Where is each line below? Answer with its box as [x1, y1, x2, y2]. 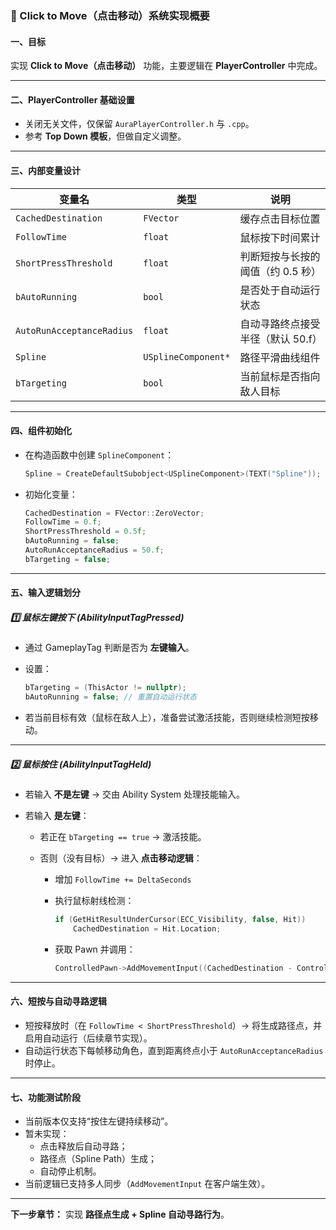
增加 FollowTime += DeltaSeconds [54, 873, 192, 886]
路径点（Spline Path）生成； [39, 1153, 157, 1165]
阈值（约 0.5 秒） [239, 264, 322, 278]
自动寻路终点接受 [239, 317, 321, 331]
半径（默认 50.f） [239, 332, 323, 346]
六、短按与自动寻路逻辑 [10, 995, 107, 1007]
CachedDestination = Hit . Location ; [73, 924, 222, 934]
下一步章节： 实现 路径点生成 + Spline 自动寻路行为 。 [10, 1208, 230, 1221]
